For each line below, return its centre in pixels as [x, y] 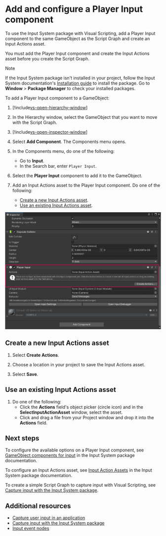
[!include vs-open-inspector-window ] [50, 132]
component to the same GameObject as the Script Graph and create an [78, 39]
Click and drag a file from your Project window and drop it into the [87, 417]
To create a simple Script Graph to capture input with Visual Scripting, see [80, 485]
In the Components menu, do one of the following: [63, 151]
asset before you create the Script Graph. [47, 58]
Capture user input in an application [49, 518]
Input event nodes [31, 529]
